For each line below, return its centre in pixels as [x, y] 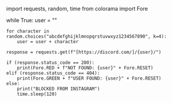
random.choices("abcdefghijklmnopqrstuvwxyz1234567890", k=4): [87, 37]
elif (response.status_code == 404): [53, 73]
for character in [28, 31]
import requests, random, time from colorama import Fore [77, 9]
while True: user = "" [32, 20]
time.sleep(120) [37, 94]
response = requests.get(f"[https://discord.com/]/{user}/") [84, 52]
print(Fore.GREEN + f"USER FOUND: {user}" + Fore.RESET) [89, 78]
